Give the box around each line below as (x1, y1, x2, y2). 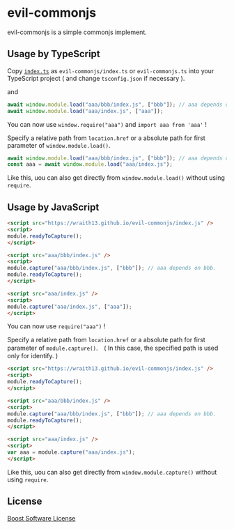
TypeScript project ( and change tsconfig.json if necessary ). (7, 74, 185, 82)
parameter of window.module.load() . (7, 141, 111, 149)
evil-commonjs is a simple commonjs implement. (7, 28, 148, 36)
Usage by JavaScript (7, 201, 100, 213)
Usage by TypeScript (7, 48, 101, 60)
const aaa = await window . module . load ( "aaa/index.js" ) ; (7, 161, 173, 168)
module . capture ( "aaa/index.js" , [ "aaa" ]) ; (7, 303, 132, 310)
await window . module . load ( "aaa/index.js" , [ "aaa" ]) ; (7, 107, 164, 114)
